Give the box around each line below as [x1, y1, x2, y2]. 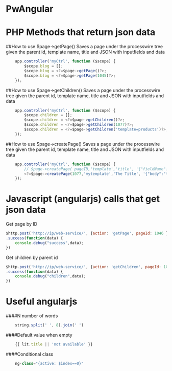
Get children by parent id [6, 254, 58, 260]
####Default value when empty [6, 332, 73, 338]
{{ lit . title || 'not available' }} [15, 342, 93, 347]
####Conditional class [6, 351, 54, 357]
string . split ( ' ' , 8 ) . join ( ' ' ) [15, 323, 84, 328]
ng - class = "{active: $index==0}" [15, 361, 84, 366]
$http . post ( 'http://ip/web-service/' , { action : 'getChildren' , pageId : [6, 264, 161, 269]
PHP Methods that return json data [6, 27, 156, 38]
